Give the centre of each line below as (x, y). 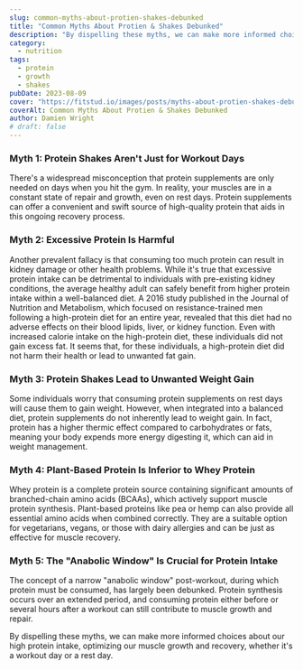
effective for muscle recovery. (65, 537)
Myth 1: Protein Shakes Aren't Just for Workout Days (127, 158)
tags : (19, 60)
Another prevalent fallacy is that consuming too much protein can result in (147, 259)
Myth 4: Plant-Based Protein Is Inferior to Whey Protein (132, 470)
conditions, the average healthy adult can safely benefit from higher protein (150, 288)
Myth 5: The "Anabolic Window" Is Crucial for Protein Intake (144, 561)
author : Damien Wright (52, 118)
